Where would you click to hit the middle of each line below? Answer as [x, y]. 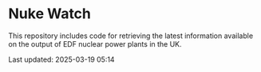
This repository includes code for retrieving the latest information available [131, 36]
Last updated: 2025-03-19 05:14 [61, 59]
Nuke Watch [50, 14]
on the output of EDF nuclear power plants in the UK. [95, 44]
